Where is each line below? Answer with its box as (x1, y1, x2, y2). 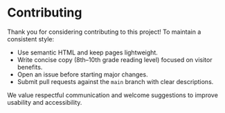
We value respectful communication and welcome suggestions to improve (7, 91, 218, 99)
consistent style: (7, 34, 54, 43)
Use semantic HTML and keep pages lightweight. (17, 48, 158, 56)
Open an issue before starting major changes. (17, 70, 148, 79)
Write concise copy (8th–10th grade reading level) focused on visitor (17, 55, 213, 63)
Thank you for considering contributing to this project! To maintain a (7, 28, 201, 36)
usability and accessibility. (7, 98, 82, 106)
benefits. (17, 63, 43, 71)
